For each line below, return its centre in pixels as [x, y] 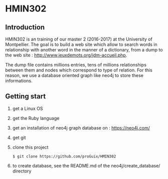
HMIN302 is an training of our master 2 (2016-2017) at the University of [79, 39]
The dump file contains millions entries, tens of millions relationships [76, 65]
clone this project [30, 147]
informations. [19, 81]
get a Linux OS [28, 108]
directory [22, 171]
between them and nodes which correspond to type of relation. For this [79, 70]
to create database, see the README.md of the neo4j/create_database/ [86, 165]
